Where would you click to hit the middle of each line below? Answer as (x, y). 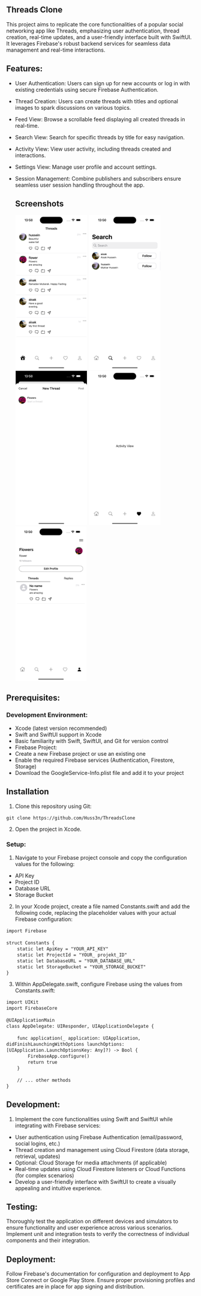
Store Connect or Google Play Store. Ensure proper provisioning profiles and (100, 1280)
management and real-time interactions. (56, 50)
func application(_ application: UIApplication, (79, 1038)
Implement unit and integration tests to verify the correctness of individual (98, 1234)
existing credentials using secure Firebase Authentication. (87, 89)
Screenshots (39, 204)
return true (43, 1062)
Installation (28, 792)
